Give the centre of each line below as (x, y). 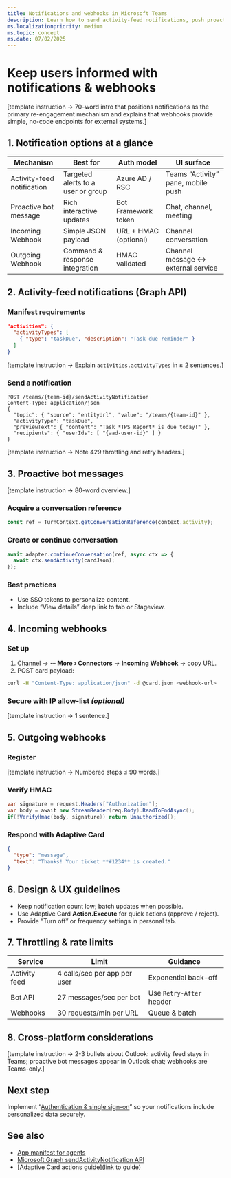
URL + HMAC (138, 231)
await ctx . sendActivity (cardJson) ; (64, 561)
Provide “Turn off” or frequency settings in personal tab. (97, 921)
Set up (18, 648)
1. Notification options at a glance (80, 143)
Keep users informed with (82, 73)
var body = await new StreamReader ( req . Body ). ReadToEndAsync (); (101, 811)
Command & (83, 251)
